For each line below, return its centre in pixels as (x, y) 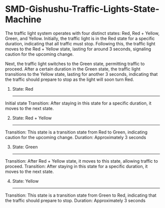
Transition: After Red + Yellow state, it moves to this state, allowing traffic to (82, 161)
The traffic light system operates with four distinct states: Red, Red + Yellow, (82, 33)
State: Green (25, 147)
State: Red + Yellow (32, 118)
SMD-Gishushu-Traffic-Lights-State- (82, 9)
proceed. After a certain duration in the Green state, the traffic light (73, 69)
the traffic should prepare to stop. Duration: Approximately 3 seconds (75, 200)
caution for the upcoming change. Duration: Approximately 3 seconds (76, 137)
